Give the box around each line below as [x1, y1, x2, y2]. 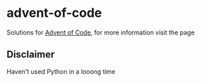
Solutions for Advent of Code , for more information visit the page [6, 28, 195, 37]
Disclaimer [6, 49, 55, 60]
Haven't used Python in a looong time [6, 67, 115, 75]
